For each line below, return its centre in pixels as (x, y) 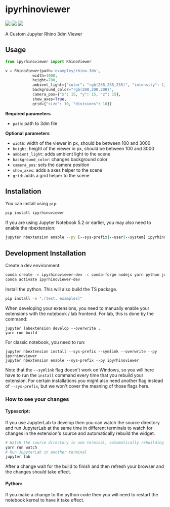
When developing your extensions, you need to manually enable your (77, 308)
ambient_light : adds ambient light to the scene (61, 154)
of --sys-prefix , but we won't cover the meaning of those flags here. (77, 386)
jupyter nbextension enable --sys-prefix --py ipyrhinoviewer (72, 360)
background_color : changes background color (60, 159)
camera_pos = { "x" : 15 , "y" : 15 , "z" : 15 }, (77, 94)
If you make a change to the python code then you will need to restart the (82, 495)
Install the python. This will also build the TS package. (61, 289)
